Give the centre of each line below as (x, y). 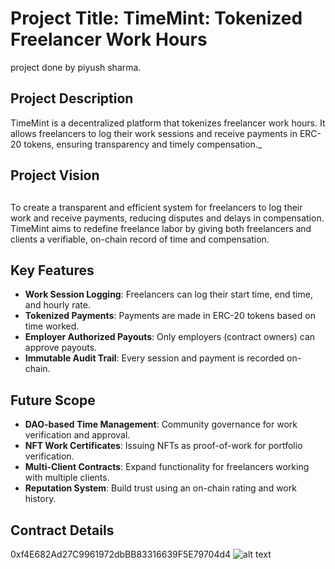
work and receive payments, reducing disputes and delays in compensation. (167, 218)
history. (40, 499)
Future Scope (53, 400)
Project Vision (55, 175)
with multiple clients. (67, 478)
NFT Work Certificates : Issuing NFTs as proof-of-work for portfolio (163, 446)
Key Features (52, 270)
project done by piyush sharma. (76, 67)
